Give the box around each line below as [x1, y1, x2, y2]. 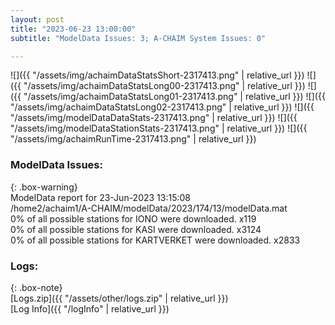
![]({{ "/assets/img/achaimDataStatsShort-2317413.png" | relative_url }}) [10, 69, 305, 81]
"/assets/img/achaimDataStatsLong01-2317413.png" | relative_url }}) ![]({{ [23, 91, 326, 103]
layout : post [10, 14, 65, 25]
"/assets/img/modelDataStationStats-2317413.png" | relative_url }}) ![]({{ [10, 122, 308, 135]
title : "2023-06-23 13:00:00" [10, 24, 137, 34]
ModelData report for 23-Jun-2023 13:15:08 [10, 191, 192, 203]
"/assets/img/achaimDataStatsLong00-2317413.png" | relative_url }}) [23, 80, 306, 92]
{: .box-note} [10, 281, 63, 293]
